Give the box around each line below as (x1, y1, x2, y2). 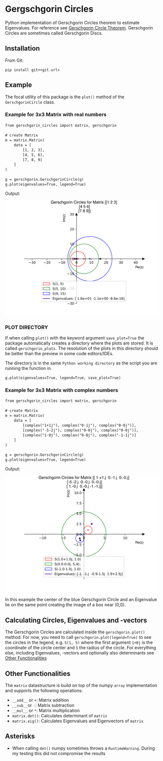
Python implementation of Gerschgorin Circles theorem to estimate (5, 20, 140, 26)
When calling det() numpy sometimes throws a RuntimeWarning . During (12, 745, 155, 751)
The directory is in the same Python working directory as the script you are (5, 360, 158, 366)
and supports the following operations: (5, 688, 83, 694)
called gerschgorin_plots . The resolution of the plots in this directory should (5, 345, 159, 351)
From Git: (5, 57, 23, 63)
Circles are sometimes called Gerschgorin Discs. (5, 30, 103, 36)
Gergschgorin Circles (5, 3, 94, 15)
